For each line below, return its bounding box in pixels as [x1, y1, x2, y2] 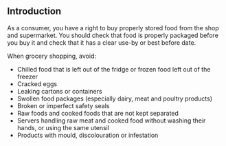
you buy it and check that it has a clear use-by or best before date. [7, 38, 196, 47]
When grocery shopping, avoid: [7, 52, 96, 60]
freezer [16, 72, 38, 81]
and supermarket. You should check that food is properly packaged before [7, 31, 218, 39]
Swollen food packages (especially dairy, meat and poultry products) [16, 94, 213, 103]
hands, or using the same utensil [16, 123, 110, 132]
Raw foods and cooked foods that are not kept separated [16, 109, 179, 117]
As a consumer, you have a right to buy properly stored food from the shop [7, 23, 220, 32]
